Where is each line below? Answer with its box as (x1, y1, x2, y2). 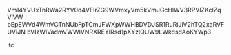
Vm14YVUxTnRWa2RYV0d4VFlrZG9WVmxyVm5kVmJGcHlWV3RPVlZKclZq (7, 6, 222, 14)
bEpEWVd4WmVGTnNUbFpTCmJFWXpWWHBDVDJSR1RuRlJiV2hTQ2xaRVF (7, 21, 225, 28)
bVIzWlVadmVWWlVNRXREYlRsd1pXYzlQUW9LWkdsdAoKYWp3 (26, 27, 212, 36)
